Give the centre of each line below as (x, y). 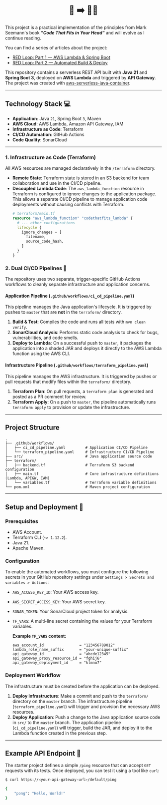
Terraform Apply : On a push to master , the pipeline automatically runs (84, 402)
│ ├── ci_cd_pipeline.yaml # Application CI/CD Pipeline (77, 448)
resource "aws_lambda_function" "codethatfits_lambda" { (73, 218)
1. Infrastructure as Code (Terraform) (50, 157)
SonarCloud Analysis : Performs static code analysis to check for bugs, (85, 333)
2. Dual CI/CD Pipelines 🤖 (36, 268)
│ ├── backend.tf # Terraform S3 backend (70, 465)
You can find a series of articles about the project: (56, 47)
